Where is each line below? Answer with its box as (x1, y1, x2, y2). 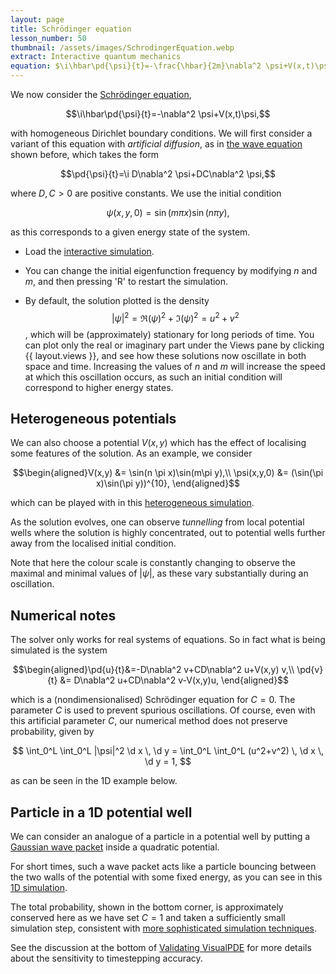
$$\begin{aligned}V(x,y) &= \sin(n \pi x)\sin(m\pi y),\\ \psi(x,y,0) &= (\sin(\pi (12, 467, 324, 479)
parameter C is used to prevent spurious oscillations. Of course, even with (10, 704, 316, 716)
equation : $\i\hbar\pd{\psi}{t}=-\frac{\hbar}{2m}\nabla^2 (10, 61, 262, 71)
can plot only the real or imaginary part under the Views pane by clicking (24, 339, 325, 351)
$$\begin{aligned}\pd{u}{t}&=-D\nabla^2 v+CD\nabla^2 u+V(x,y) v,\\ (12, 664, 295, 676)
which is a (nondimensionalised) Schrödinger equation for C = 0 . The (10, 694, 296, 706)
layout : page (10, 14, 65, 25)
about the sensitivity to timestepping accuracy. (10, 952, 203, 965)
